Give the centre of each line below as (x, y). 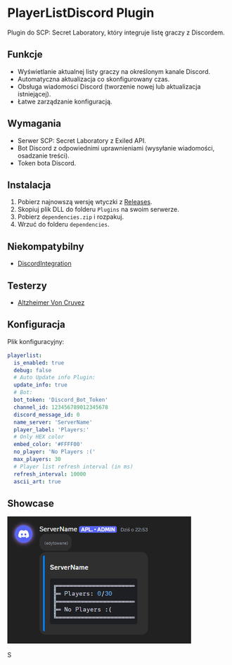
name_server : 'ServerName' (53, 422)
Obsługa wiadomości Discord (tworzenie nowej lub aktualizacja (109, 87)
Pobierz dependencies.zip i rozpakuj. (71, 217)
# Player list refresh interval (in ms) (73, 467)
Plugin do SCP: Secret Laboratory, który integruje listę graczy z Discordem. (116, 32)
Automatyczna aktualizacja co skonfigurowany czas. (94, 79)
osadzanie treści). (44, 156)
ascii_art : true (37, 481)
